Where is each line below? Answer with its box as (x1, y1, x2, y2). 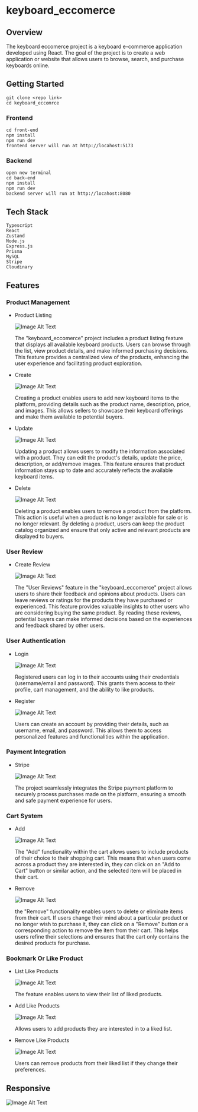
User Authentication (6, 636, 66, 645)
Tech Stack (6, 207, 48, 217)
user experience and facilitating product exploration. (14, 360, 143, 367)
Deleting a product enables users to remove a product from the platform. (14, 507, 192, 514)
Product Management (6, 298, 70, 306)
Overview (6, 27, 43, 37)
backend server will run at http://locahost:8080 (6, 191, 131, 197)
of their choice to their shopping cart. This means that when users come (14, 854, 191, 861)
